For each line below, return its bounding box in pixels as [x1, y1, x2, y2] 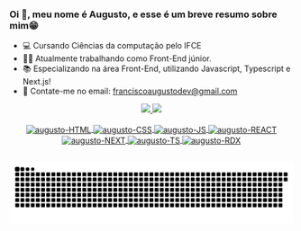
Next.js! [22, 76, 51, 87]
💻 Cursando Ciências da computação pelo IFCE [22, 40, 202, 51]
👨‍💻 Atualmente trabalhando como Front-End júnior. [22, 53, 212, 64]
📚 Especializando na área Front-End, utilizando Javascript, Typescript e [22, 63, 291, 75]
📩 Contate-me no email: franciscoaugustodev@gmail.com [22, 85, 238, 97]
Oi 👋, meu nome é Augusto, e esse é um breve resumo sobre [9, 8, 278, 21]
